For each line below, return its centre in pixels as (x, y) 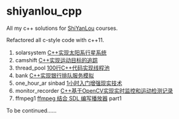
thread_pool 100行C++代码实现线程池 (62, 68)
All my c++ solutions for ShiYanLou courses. (62, 28)
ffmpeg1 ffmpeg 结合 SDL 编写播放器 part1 (68, 98)
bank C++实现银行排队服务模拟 (55, 75)
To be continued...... (31, 110)
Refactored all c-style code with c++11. (55, 40)
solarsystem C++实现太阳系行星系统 (61, 52)
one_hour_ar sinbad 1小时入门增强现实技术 (68, 83)
